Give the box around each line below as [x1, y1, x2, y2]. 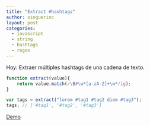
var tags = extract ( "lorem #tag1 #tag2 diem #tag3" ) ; [6, 97, 142, 103]
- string [11, 36, 33, 42]
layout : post [6, 20, 39, 26]
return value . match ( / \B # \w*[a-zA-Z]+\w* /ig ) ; [17, 81, 132, 87]
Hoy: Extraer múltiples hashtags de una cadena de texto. [6, 64, 145, 71]
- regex [11, 48, 31, 53]
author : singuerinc [6, 14, 55, 20]
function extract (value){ [6, 75, 70, 81]
